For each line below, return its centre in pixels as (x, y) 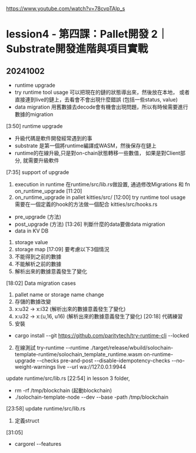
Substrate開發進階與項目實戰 (77, 49)
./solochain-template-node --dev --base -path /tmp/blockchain (92, 397)
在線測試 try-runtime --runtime (52, 348)
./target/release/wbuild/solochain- (132, 348)
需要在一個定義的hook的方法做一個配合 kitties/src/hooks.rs (86, 204)
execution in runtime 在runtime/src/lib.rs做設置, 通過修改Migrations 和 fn (102, 184)
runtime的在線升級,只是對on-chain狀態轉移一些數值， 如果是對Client (97, 153)
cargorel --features (38, 444)
